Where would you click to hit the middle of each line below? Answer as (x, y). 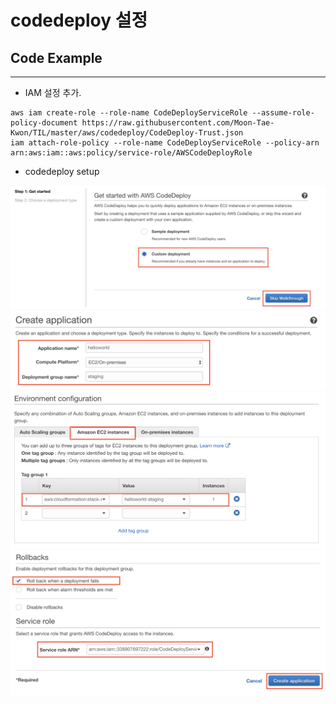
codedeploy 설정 (79, 20)
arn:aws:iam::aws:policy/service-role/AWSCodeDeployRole (131, 153)
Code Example (56, 57)
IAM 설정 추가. (53, 92)
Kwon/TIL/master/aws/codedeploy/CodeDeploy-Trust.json (127, 133)
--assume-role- (283, 113)
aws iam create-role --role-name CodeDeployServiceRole (129, 113)
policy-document (44, 123)
